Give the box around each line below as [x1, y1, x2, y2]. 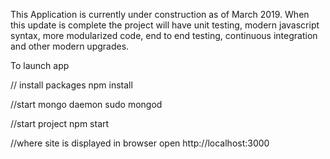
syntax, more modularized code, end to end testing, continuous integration [10, 30, 318, 41]
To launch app [10, 60, 70, 71]
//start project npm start [10, 118, 110, 129]
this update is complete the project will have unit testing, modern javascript [10, 19, 320, 31]
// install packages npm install [10, 79, 133, 91]
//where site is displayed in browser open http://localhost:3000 [10, 137, 270, 149]
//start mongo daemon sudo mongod [10, 99, 163, 110]
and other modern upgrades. [10, 40, 130, 52]
